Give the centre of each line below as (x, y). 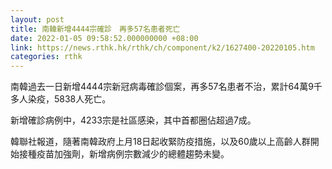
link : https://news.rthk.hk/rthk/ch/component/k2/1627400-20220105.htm (162, 47)
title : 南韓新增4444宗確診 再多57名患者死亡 (95, 29)
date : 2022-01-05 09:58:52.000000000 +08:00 (104, 38)
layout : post (37, 19)
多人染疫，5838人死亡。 (61, 99)
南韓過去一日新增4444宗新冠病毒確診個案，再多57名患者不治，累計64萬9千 (166, 87)
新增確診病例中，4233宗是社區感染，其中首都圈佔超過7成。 (133, 120)
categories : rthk (46, 57)
